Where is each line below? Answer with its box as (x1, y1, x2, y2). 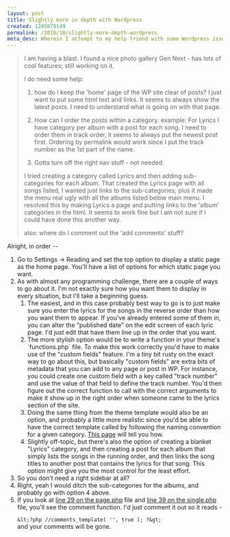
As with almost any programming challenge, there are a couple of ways (16, 277, 218, 285)
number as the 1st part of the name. (34, 145, 135, 154)
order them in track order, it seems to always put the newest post (34, 131, 218, 139)
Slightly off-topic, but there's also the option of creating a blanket (27, 438, 212, 446)
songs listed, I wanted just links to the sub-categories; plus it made (23, 187, 213, 195)
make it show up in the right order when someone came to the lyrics (27, 394, 220, 402)
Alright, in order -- (7, 242, 59, 250)
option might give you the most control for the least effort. (27, 467, 191, 475)
